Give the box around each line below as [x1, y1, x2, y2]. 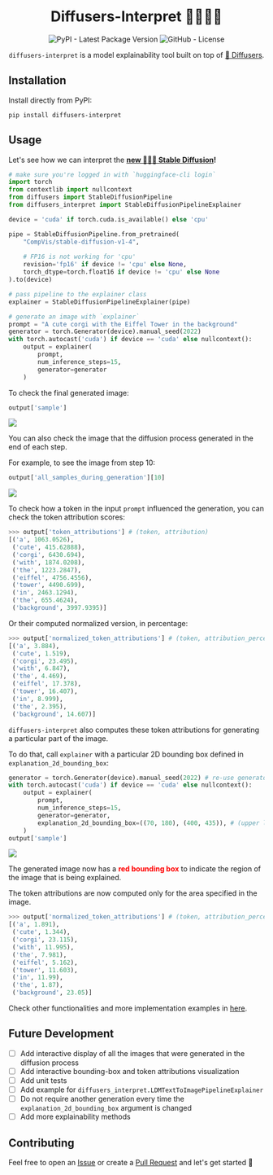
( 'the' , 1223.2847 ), [11, 566, 82, 574]
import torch [8, 178, 53, 186]
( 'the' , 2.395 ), [11, 702, 67, 711]
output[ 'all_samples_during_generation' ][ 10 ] [8, 474, 165, 482]
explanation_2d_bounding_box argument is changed [19, 1103, 193, 1113]
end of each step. [8, 442, 67, 452]
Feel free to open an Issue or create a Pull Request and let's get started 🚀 [8, 1158, 253, 1168]
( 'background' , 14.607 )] [11, 710, 96, 718]
